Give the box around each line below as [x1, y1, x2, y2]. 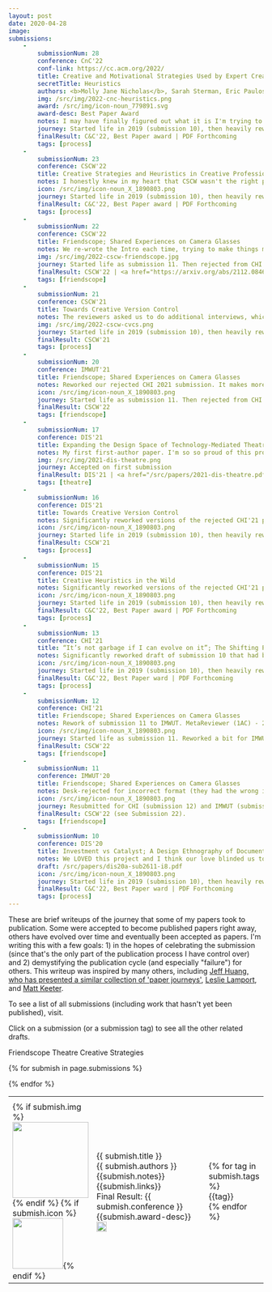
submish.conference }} [96, 1201, 184, 1212]
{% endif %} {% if [12, 1197, 79, 1209]
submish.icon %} [12, 1208, 77, 1218]
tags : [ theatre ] [37, 478, 92, 487]
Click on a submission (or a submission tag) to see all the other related [8, 1023, 244, 1033]
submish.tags [208, 1171, 260, 1182]
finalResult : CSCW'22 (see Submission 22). [37, 810, 186, 818]
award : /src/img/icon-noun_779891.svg [37, 102, 168, 110]
